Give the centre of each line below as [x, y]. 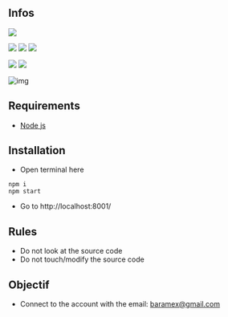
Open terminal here [52, 170]
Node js [33, 125]
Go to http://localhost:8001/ [65, 206]
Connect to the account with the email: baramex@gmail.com [120, 304]
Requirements [44, 106]
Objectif [29, 284]
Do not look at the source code [71, 251]
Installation [37, 150]
